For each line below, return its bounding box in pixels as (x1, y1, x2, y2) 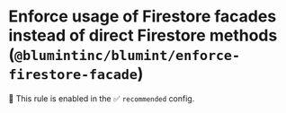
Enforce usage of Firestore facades (8, 6, 277, 27)
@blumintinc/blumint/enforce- (13, 48, 240, 65)
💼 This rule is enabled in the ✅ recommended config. (8, 92, 195, 104)
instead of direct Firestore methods (8, 25, 278, 46)
